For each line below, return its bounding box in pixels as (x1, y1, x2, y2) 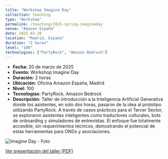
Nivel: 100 (12, 85, 34, 91)
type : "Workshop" (5, 17, 42, 22)
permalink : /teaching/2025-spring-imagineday (5, 21, 103, 27)
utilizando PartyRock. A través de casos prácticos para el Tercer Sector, (12, 107, 163, 113)
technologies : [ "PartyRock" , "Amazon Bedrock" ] (5, 50, 108, 55)
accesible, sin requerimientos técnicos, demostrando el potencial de (12, 123, 155, 129)
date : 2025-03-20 (5, 31, 42, 36)
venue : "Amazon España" (5, 26, 56, 31)
